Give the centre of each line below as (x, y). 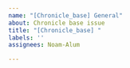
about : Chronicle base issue (57, 23)
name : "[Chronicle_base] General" (66, 15)
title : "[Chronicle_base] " (55, 30)
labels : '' (26, 38)
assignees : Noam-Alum (44, 45)
